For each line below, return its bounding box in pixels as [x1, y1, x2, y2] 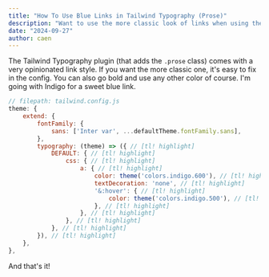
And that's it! [8, 261, 50, 271]
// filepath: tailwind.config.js [8, 97, 120, 105]
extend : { [22, 112, 56, 120]
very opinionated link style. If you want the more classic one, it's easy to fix [8, 65, 257, 75]
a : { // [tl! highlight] [79, 165, 163, 173]
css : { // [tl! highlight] [65, 157, 156, 165]
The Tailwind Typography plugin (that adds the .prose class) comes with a [8, 56, 254, 66]
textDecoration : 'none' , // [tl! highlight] [94, 179, 246, 187]
